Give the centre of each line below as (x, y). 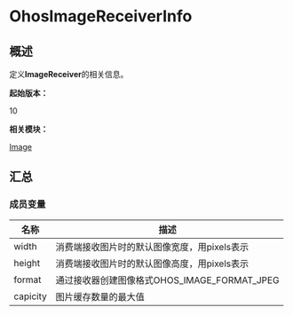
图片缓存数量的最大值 (100, 296)
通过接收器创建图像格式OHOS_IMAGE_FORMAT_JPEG (167, 280)
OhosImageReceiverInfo (101, 16)
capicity (30, 296)
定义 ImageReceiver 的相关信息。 (69, 74)
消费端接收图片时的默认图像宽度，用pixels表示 (152, 247)
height (27, 263)
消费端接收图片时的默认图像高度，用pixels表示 (152, 264)
